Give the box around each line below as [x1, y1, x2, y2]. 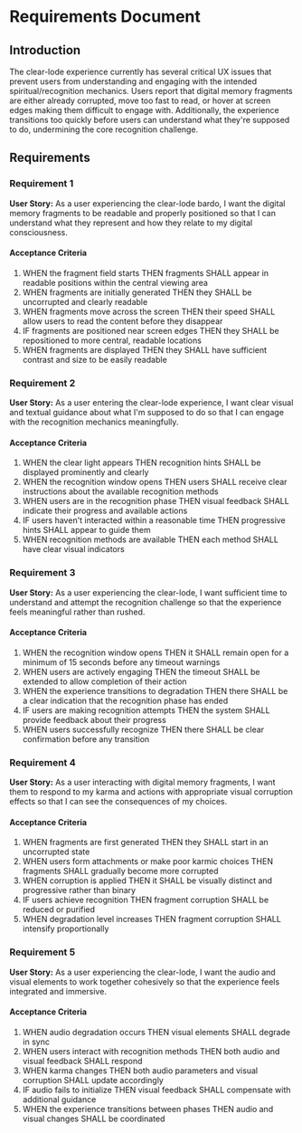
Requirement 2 [9, 376, 76, 389]
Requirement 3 [9, 566, 76, 579]
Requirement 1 [9, 177, 74, 190]
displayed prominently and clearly [22, 467, 149, 478]
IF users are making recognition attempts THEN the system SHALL [22, 704, 270, 716]
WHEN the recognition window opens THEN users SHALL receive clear [22, 477, 288, 488]
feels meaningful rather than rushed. [9, 606, 146, 617]
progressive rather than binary [22, 885, 137, 896]
